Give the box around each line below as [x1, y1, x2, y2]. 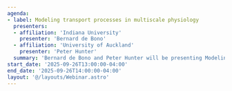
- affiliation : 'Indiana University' [13, 29, 122, 36]
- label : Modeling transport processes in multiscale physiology [7, 16, 199, 23]
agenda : [7, 10, 30, 17]
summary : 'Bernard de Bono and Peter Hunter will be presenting [13, 55, 202, 62]
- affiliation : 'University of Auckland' [13, 42, 135, 49]
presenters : [13, 23, 48, 29]
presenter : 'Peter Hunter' [19, 49, 97, 55]
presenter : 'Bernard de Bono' [19, 36, 107, 42]
